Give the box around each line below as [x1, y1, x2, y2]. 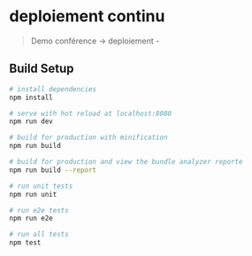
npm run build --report [9, 166, 97, 175]
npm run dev [9, 117, 53, 126]
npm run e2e [9, 214, 53, 223]
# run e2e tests [9, 206, 69, 214]
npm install [9, 93, 53, 102]
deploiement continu [9, 6, 165, 27]
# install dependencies [9, 84, 97, 94]
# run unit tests [9, 182, 73, 190]
